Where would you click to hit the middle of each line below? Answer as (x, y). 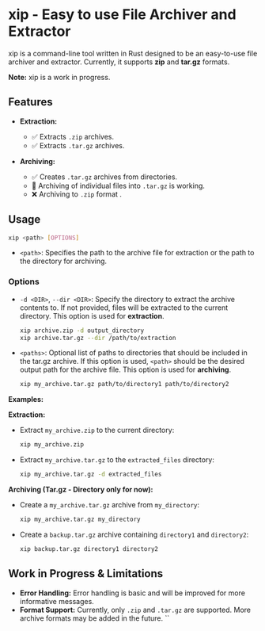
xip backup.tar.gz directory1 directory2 (89, 549)
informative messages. (57, 601)
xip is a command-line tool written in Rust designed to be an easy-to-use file (133, 53)
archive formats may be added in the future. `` (95, 618)
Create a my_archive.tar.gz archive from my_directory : (110, 505)
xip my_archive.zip (52, 445)
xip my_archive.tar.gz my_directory (80, 520)
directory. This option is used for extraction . (92, 315)
